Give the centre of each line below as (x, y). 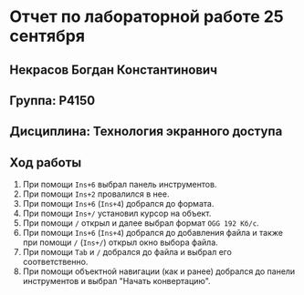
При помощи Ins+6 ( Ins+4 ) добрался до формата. (118, 204)
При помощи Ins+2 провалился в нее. (96, 194)
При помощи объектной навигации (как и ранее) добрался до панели (159, 271)
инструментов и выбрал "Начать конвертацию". (117, 281)
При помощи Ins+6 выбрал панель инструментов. (120, 185)
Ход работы (46, 163)
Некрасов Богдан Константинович (113, 70)
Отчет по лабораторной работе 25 (147, 17)
